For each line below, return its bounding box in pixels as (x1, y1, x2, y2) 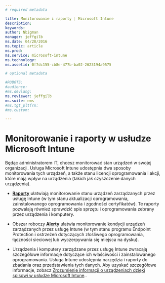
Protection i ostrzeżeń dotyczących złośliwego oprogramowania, (12, 232, 144, 238)
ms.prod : (5, 48, 23, 53)
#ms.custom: (5, 107, 30, 113)
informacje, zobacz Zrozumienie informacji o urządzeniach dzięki (12, 267, 145, 273)
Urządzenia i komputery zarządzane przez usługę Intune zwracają (12, 246, 147, 252)
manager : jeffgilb (5, 35, 43, 40)
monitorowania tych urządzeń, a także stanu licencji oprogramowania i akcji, (5, 170, 161, 176)
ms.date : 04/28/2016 (5, 39, 48, 44)
